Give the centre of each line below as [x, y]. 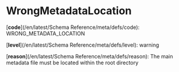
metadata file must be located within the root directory [72, 63]
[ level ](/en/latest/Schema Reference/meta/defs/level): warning [83, 45]
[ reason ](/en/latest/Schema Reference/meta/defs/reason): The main [89, 56]
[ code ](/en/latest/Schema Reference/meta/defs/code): [73, 27]
